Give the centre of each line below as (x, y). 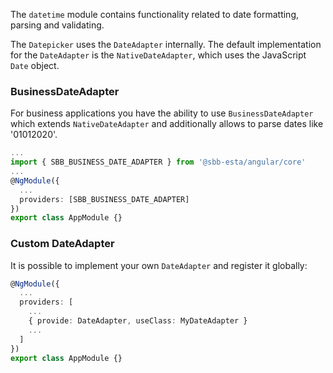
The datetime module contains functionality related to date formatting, (155, 14)
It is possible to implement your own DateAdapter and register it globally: (159, 265)
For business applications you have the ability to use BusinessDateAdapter (162, 113)
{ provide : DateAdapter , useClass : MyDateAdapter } (138, 321)
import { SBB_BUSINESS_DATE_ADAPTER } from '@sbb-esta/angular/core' (158, 162)
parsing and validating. (57, 25)
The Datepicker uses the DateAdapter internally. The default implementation (166, 44)
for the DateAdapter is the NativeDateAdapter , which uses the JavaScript (158, 55)
